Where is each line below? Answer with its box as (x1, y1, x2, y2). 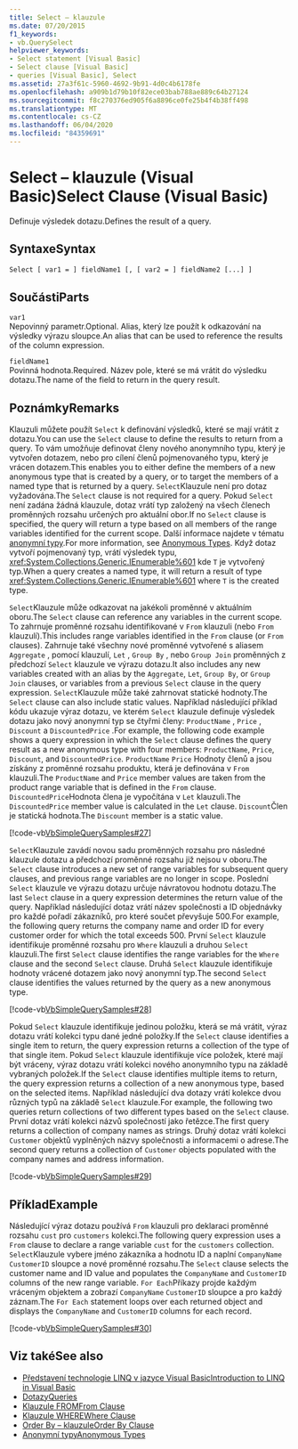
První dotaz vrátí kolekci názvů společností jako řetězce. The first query (9, 1116, 270, 1127)
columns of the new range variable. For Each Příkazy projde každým (9, 1277, 257, 1288)
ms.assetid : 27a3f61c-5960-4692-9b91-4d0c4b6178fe (9, 79, 201, 88)
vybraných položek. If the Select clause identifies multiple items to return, (9, 1069, 278, 1079)
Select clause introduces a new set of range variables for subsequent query (9, 864, 289, 875)
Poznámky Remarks (9, 400, 120, 415)
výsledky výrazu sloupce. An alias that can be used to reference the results (9, 330, 283, 341)
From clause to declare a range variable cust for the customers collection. (9, 1239, 275, 1250)
